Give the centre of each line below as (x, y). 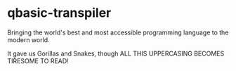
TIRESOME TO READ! (38, 60)
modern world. (29, 39)
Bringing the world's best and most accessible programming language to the (118, 32)
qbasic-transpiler (59, 13)
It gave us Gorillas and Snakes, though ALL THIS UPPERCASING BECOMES (116, 53)
